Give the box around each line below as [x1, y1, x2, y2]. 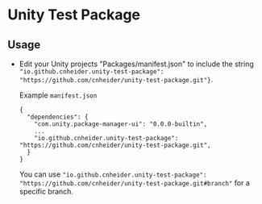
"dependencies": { [27, 113, 89, 121]
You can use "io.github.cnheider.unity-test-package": [19, 169, 207, 179]
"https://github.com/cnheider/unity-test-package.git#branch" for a [19, 178, 251, 187]
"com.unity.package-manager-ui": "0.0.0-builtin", [34, 120, 208, 128]
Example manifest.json [19, 90, 98, 100]
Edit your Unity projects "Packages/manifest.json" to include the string [19, 59, 255, 69]
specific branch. [19, 187, 74, 196]
